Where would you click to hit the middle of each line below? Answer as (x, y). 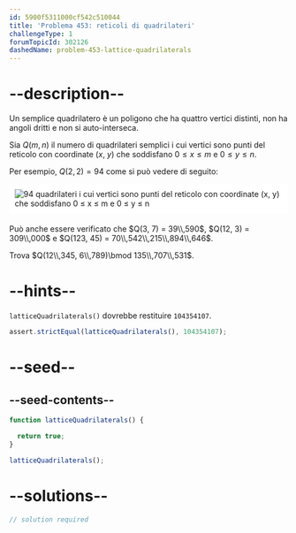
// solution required (49, 519)
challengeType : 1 (41, 34)
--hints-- (43, 291)
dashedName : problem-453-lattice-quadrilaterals (100, 50)
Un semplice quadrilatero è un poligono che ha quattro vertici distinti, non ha (148, 118)
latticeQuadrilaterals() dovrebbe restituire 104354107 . (110, 316)
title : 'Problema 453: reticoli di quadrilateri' (102, 26)
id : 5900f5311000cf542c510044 (65, 17)
